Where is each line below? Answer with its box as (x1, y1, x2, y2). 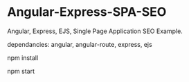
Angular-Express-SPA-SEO (7, 4, 167, 20)
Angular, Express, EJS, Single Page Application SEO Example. (7, 27, 183, 35)
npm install (7, 53, 39, 62)
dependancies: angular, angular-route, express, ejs (7, 40, 152, 48)
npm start (7, 67, 35, 75)
